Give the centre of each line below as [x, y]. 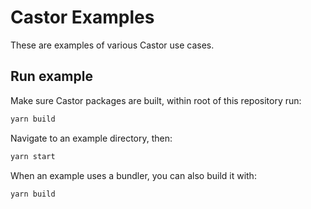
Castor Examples [82, 17]
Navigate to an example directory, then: [91, 138]
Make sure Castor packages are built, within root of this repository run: [156, 100]
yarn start [33, 156]
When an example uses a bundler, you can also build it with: [133, 175]
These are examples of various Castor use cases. [112, 45]
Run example [51, 76]
